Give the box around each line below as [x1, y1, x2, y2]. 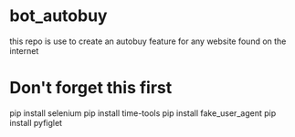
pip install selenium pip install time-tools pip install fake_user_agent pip [9, 107, 277, 119]
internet [9, 45, 39, 56]
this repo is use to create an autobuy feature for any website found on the [9, 36, 287, 47]
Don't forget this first [9, 78, 173, 99]
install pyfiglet [9, 117, 62, 128]
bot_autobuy [9, 5, 108, 26]
